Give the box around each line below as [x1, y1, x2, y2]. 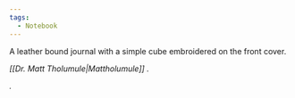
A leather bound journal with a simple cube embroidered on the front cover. [9, 45, 287, 56]
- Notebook [17, 21, 58, 30]
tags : [9, 12, 29, 22]
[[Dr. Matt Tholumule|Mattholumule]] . [9, 63, 149, 74]
